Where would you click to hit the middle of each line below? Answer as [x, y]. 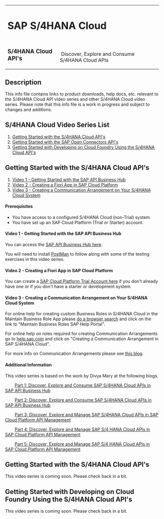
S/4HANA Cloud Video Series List [57, 125]
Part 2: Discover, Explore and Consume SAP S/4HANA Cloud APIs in [83, 400]
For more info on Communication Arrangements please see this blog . [74, 354]
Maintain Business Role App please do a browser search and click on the [78, 319]
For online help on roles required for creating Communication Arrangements [81, 334]
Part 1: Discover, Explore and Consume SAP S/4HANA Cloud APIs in [83, 385]
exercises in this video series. [35, 259]
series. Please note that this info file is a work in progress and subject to [77, 104]
